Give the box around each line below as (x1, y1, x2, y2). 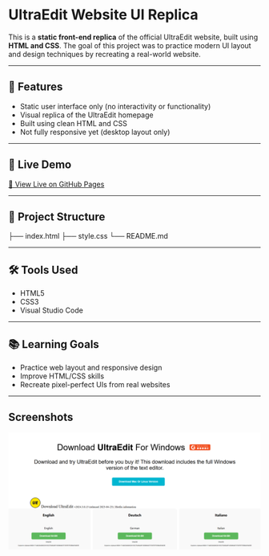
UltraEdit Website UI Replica (8, 6, 199, 24)
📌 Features (8, 80, 63, 94)
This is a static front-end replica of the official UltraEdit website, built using (8, 32, 259, 42)
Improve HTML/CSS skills (19, 371, 105, 381)
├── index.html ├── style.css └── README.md (8, 231, 168, 241)
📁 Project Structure (8, 210, 106, 223)
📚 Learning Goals (8, 337, 100, 351)
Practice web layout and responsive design (19, 363, 163, 372)
